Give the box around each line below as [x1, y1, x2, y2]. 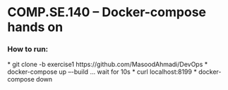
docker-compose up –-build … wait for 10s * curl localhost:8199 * [7, 67, 198, 76]
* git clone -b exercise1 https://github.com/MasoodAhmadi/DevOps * [7, 60, 208, 69]
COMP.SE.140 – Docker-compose [7, 4, 207, 20]
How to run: [7, 44, 49, 54]
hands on [7, 19, 64, 35]
